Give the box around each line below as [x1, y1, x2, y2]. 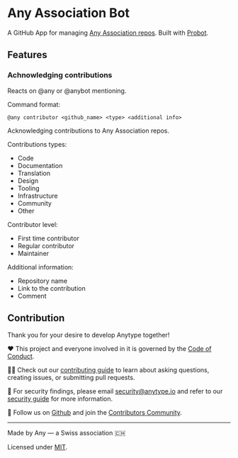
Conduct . [7, 352, 35, 361]
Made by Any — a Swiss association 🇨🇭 [7, 429, 126, 437]
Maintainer [17, 249, 50, 257]
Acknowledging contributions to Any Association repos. [7, 126, 170, 135]
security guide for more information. [7, 395, 113, 403]
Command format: [7, 100, 61, 108]
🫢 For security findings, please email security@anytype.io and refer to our [7, 387, 223, 396]
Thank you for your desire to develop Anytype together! [7, 331, 170, 340]
